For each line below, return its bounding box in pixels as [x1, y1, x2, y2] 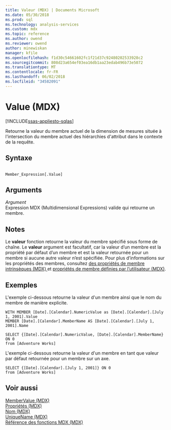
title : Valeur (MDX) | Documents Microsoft [5, 7, 100, 13]
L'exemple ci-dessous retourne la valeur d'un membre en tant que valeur [5, 350, 159, 356]
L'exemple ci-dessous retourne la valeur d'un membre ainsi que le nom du [5, 294, 162, 300]
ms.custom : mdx [5, 27, 38, 32]
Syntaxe [5, 154, 32, 162]
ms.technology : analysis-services [5, 22, 79, 27]
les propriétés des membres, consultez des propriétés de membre [5, 260, 145, 267]
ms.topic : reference [5, 31, 50, 36]
